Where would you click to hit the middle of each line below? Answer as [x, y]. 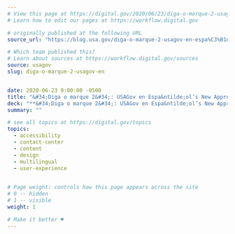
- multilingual [36, 162]
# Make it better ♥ [36, 219]
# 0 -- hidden [28, 194]
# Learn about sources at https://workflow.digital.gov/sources [103, 59]
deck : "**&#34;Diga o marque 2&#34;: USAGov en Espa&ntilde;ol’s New [111, 103]
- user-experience [41, 168]
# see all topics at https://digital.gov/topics [79, 123]
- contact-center [39, 142]
